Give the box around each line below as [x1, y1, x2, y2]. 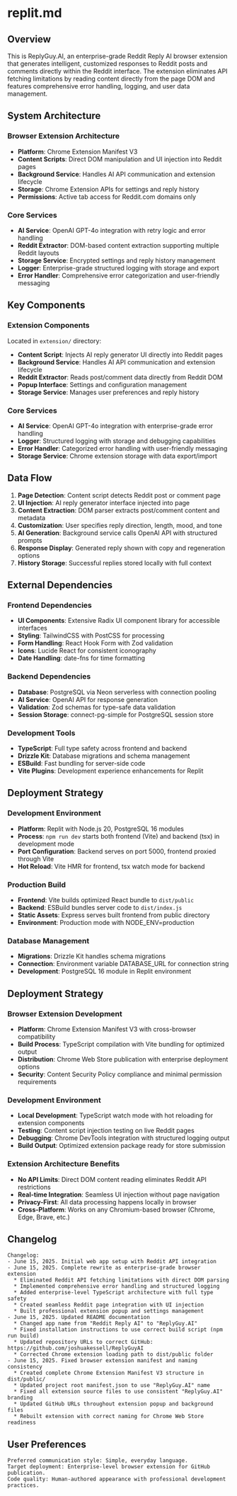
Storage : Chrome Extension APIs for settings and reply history [17, 185, 200, 193]
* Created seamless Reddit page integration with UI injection [13, 1301, 204, 1308]
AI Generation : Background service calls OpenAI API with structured [17, 529, 218, 537]
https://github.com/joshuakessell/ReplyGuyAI [7, 1345, 144, 1352]
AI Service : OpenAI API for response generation [17, 695, 158, 703]
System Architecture [7, 110, 101, 122]
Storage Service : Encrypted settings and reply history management [17, 256, 216, 265]
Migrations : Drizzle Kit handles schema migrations [17, 952, 166, 960]
